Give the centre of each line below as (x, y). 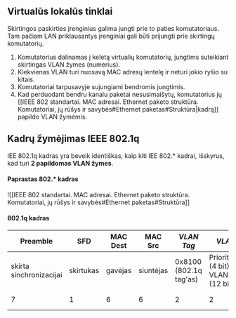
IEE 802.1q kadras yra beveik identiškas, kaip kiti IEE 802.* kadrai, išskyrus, (116, 155)
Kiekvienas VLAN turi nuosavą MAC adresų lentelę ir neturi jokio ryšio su (123, 72)
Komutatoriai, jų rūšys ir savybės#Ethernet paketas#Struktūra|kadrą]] (118, 109)
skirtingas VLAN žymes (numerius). (69, 64)
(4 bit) (219, 266)
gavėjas (119, 271)
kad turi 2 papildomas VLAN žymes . (60, 163)
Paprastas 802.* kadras (43, 179)
